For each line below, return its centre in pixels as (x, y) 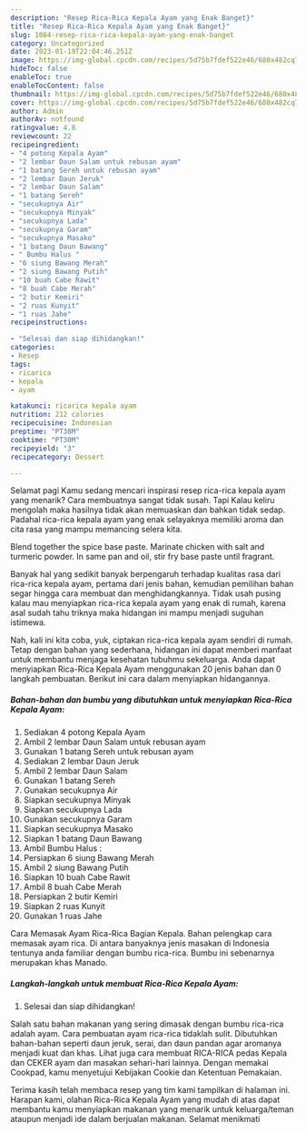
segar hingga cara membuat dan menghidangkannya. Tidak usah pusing (146, 593)
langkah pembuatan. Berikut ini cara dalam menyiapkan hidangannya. (140, 679)
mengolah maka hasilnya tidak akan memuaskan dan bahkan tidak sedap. (148, 510)
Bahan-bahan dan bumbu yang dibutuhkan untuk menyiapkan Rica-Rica (151, 699)
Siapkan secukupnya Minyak (77, 800)
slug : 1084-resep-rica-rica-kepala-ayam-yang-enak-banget (122, 35)
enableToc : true (41, 77)
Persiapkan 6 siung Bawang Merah (89, 858)
